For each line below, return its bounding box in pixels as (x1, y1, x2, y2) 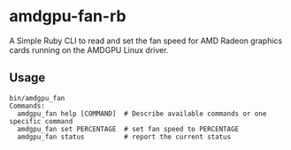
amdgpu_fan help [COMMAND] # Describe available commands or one (17, 109, 267, 118)
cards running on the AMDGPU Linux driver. (9, 44, 169, 55)
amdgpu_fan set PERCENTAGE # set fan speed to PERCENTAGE (17, 124, 240, 133)
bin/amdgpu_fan (9, 94, 65, 102)
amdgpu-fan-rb (9, 6, 126, 26)
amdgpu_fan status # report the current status (17, 132, 232, 141)
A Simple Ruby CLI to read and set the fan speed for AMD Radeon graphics (9, 35, 283, 46)
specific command (9, 116, 73, 125)
